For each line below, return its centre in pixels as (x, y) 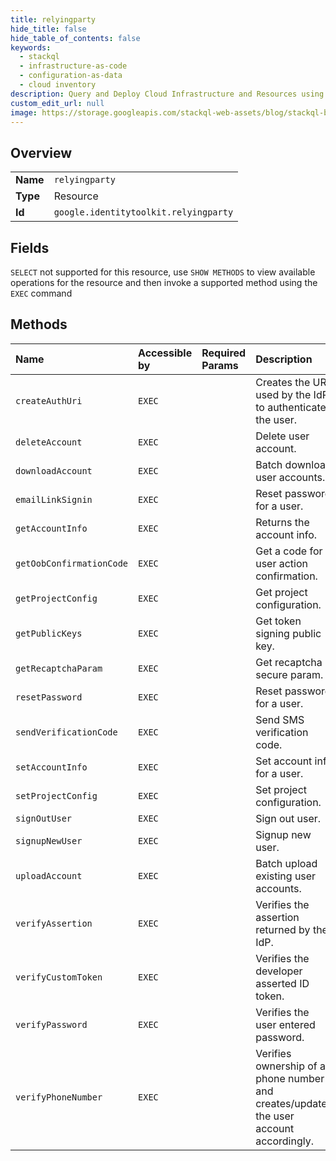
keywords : (31, 47)
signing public (288, 633)
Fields (30, 247)
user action (282, 563)
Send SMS (280, 719)
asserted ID (282, 983)
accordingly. (284, 1141)
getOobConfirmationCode (72, 563)
